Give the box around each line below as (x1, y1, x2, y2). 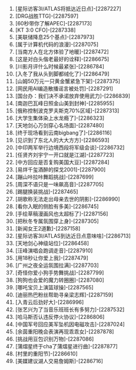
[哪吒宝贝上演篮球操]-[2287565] (15, 284, 94, 290)
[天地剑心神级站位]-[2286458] (15, 240, 89, 246)
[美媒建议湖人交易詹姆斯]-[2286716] (15, 358, 104, 364)
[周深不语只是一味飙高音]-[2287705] (15, 181, 104, 187)
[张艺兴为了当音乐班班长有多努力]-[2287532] (15, 306, 125, 313)
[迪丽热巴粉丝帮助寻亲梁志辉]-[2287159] (15, 291, 114, 298)
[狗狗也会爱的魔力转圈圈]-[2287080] (15, 276, 105, 283)
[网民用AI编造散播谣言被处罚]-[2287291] (15, 85, 114, 92)
